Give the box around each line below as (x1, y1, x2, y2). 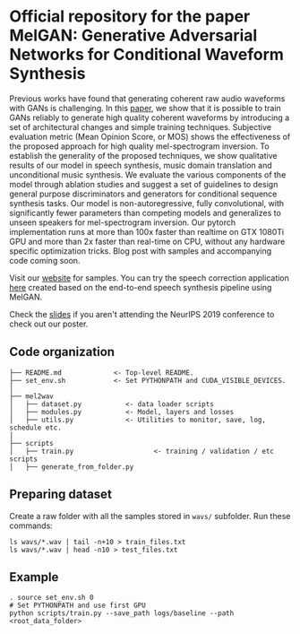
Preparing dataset (9, 487, 112, 502)
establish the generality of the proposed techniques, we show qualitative (9, 150, 278, 161)
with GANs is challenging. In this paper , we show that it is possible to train (9, 102, 282, 113)
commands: (9, 520, 54, 531)
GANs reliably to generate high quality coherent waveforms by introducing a (9, 112, 290, 123)
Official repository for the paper (9, 6, 251, 27)
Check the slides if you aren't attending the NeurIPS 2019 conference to (9, 308, 275, 319)
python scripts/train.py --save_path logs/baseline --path (9, 609, 235, 618)
